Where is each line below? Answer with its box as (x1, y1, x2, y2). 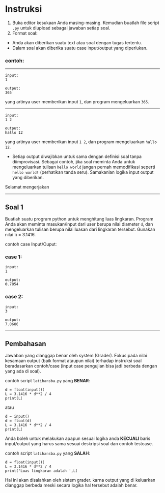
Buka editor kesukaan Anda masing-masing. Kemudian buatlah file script (12, 20, 160, 26)
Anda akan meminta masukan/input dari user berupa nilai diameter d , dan (5, 221, 153, 227)
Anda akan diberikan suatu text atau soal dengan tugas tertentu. (12, 39, 142, 45)
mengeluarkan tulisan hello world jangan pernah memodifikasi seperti (12, 164, 156, 170)
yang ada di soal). (5, 368, 41, 374)
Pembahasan (5, 339, 47, 348)
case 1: (5, 253, 22, 260)
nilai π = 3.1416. (5, 232, 36, 238)
